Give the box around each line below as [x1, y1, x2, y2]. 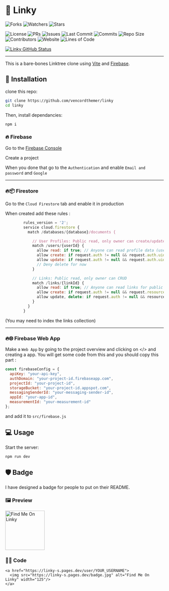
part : [5, 357, 17, 363]
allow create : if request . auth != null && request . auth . [37, 252, 158, 258]
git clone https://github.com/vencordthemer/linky [5, 98, 114, 103]
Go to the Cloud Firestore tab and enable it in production [5, 201, 124, 207]
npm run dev [5, 454, 30, 459]
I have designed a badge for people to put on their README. [5, 484, 130, 490]
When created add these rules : [5, 210, 70, 216]
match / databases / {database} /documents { [27, 229, 116, 234]
